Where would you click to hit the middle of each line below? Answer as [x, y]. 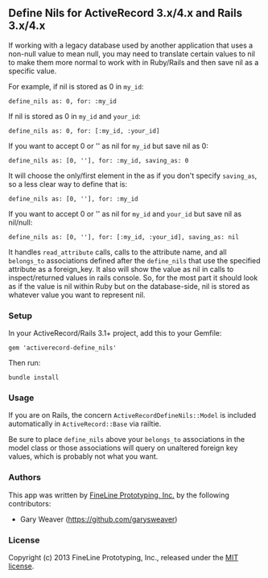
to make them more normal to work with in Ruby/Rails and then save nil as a [134, 62]
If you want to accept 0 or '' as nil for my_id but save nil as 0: [109, 146]
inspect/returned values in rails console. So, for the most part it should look [133, 278]
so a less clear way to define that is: [68, 184]
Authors [25, 477]
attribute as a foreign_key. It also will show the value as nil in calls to [121, 269]
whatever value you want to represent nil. [77, 295]
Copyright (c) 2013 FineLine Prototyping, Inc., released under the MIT [124, 557]
